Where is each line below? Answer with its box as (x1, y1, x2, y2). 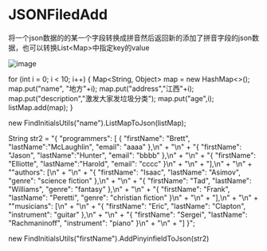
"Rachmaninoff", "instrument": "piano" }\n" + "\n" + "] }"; (8, 218, 195, 228)
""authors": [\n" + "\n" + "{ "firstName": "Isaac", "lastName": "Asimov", (8, 167, 241, 177)
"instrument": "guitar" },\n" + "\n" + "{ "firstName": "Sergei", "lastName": (8, 210, 248, 219)
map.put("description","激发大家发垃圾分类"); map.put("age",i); (8, 93, 214, 103)
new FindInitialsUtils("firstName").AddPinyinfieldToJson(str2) (8, 233, 210, 243)
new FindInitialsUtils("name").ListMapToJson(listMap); (8, 118, 187, 127)
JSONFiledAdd (8, 6, 108, 24)
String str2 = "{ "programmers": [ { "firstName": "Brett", (8, 133, 190, 143)
